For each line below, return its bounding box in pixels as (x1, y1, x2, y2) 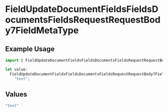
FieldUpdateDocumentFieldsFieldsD (5, 3, 158, 15)
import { (5, 58, 23, 63)
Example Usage (5, 44, 55, 53)
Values (5, 90, 27, 98)
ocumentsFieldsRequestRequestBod (5, 14, 161, 25)
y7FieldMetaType (5, 25, 79, 36)
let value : (5, 66, 28, 72)
